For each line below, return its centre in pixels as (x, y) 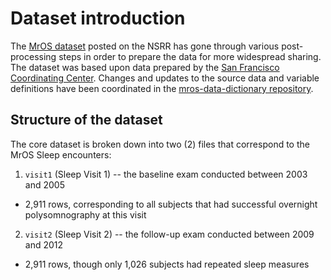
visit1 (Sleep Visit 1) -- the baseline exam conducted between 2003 (166, 174)
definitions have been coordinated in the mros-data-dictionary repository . (162, 88)
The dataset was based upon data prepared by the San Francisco (145, 67)
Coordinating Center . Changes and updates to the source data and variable (165, 78)
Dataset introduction (98, 18)
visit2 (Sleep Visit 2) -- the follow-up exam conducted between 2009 (169, 234)
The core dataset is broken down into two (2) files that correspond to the (160, 144)
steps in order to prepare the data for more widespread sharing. (190, 56)
